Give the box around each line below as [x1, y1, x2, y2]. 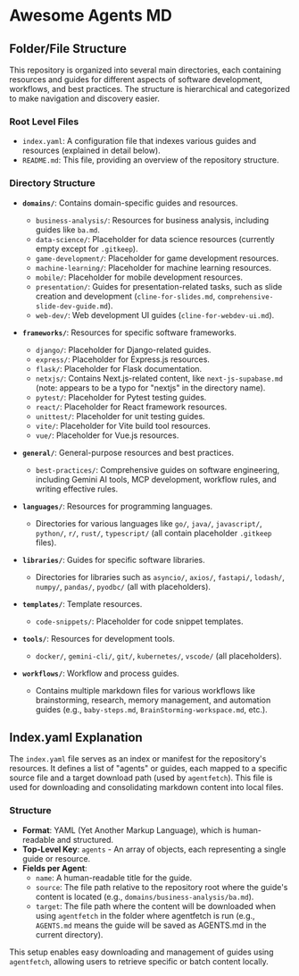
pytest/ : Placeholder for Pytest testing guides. [35, 391, 207, 402]
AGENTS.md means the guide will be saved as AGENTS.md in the [35, 920, 267, 930]
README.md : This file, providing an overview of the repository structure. [21, 155, 279, 165]
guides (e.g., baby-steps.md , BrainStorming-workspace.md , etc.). [35, 703, 268, 715]
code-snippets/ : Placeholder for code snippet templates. [35, 616, 244, 627]
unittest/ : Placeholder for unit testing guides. [35, 410, 205, 421]
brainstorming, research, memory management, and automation [35, 694, 271, 705]
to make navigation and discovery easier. [9, 93, 161, 104]
